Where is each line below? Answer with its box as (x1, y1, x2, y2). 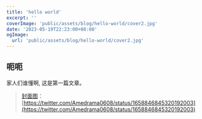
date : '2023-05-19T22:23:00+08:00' (6, 26, 98, 33)
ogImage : (6, 32, 29, 38)
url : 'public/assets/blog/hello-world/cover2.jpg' (12, 37, 144, 44)
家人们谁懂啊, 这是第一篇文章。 (6, 79, 85, 86)
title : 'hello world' (6, 9, 62, 15)
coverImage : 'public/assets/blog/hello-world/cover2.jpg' (6, 20, 158, 26)
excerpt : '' (6, 15, 37, 21)
